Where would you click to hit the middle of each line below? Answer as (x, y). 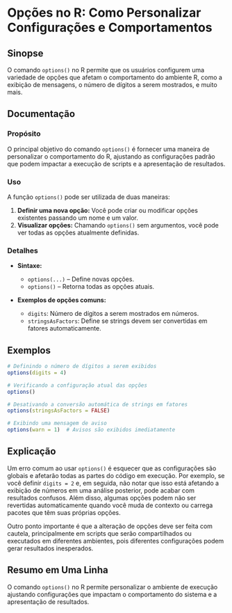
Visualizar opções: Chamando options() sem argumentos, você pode (118, 225)
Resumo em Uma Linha (58, 570)
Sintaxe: (30, 266)
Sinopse (25, 53)
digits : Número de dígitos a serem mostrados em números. (113, 314)
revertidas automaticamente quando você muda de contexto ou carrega (110, 505)
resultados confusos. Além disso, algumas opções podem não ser (102, 497)
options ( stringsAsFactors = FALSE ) (59, 411)
